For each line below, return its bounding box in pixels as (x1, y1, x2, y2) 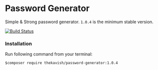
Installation (5, 40, 32, 47)
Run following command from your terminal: (5, 51, 93, 57)
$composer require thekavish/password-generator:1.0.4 (5, 61, 118, 66)
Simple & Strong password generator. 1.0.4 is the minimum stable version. (5, 19, 154, 25)
